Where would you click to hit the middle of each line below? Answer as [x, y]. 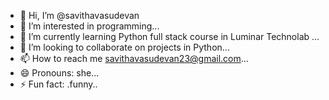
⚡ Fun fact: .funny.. [58, 84]
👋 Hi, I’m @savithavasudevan [79, 15]
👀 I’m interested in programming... [89, 26]
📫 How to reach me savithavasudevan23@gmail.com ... [134, 58]
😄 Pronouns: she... [59, 73]
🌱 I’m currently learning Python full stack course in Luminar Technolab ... [169, 36]
